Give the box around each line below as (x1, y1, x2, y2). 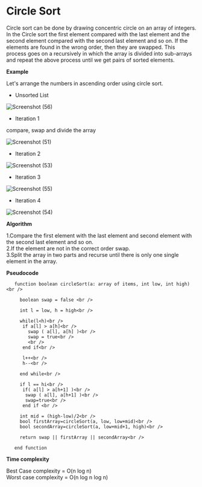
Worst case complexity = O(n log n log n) (6, 473, 109, 481)
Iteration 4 (14, 196, 41, 204)
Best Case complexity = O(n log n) (6, 467, 92, 474)
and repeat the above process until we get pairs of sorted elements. (6, 56, 175, 63)
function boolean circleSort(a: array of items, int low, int (14, 281, 174, 287)
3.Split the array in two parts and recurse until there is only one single (6, 251, 179, 258)
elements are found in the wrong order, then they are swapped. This (6, 44, 175, 51)
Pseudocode (6, 269, 39, 276)
